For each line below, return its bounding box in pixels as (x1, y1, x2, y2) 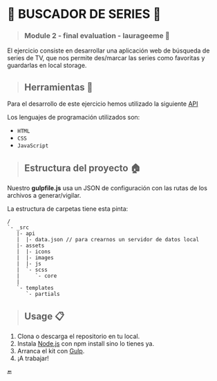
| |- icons (16, 248, 51, 255)
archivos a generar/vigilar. (7, 192, 82, 200)
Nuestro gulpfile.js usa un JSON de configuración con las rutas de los (7, 184, 207, 192)
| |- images (16, 254, 54, 261)
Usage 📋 (23, 310, 64, 322)
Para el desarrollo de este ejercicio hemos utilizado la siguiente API (7, 100, 198, 108)
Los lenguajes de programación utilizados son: (7, 113, 140, 122)
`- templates (16, 285, 54, 292)
